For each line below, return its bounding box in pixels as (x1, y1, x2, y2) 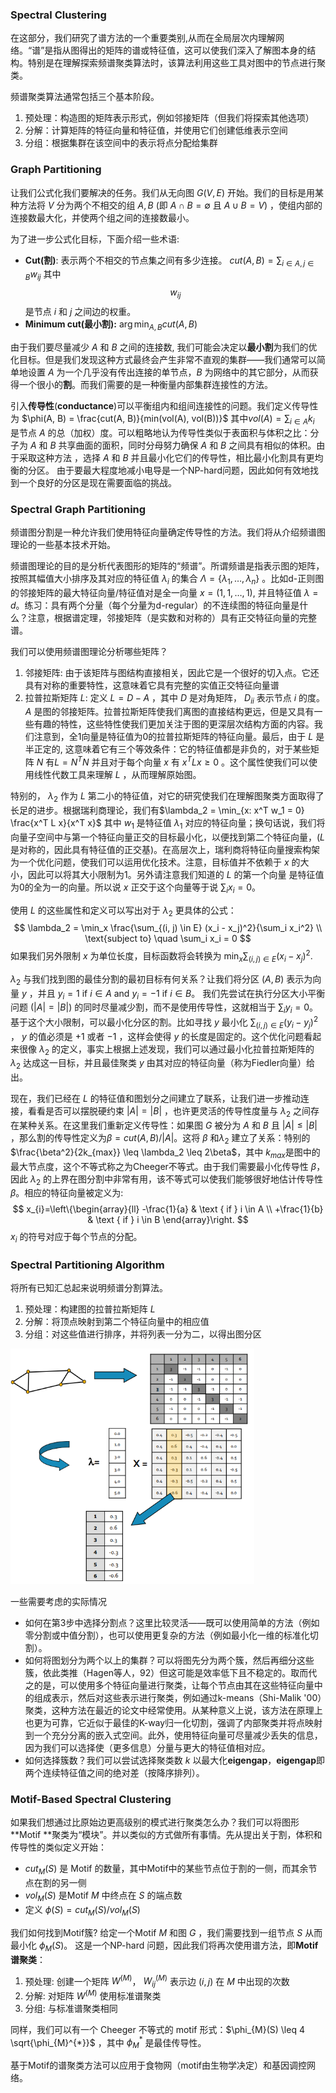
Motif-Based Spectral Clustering (10, 1793, 172, 1806)
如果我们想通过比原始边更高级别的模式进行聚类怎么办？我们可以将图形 (10, 1816, 300, 1828)
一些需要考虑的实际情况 (10, 1596, 107, 1608)
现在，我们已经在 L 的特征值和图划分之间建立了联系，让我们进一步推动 (10, 1093, 301, 1105)
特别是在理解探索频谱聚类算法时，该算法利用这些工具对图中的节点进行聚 (27, 57, 326, 69)
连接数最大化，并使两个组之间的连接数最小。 (10, 211, 195, 223)
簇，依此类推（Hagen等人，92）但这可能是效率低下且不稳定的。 (24, 1667, 292, 1679)
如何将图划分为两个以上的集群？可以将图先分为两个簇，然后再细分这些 (24, 1654, 315, 1667)
